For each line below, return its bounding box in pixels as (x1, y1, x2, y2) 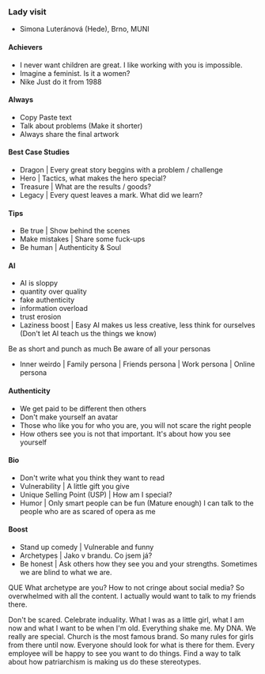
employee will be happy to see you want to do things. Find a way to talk (8, 648, 241, 658)
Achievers (8, 42, 43, 51)
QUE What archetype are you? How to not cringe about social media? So (8, 582, 245, 592)
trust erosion (19, 312, 62, 322)
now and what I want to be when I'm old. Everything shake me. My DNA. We (8, 623, 256, 633)
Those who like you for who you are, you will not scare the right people (19, 420, 252, 430)
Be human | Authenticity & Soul (19, 243, 121, 252)
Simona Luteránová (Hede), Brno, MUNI (19, 25, 150, 34)
